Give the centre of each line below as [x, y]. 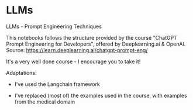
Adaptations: [21, 73]
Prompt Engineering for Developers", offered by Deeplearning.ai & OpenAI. [96, 44]
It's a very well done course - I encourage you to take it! [73, 61]
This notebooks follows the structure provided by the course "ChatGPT [92, 37]
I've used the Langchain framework [57, 84]
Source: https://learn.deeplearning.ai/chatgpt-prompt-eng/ [77, 50]
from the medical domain [45, 102]
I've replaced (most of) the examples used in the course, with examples [101, 95]
